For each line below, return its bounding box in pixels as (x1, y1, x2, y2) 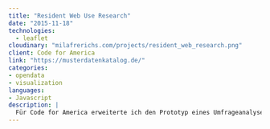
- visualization (8, 79, 63, 87)
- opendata (8, 71, 45, 79)
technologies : (8, 26, 56, 34)
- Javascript (8, 94, 52, 102)
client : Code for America (8, 49, 95, 57)
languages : (8, 86, 45, 95)
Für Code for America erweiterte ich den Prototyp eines (15, 109, 211, 117)
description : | (8, 101, 59, 109)
